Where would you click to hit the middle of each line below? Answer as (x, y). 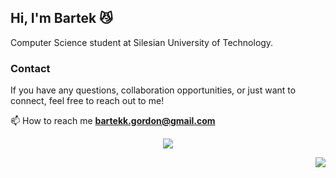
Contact (30, 68)
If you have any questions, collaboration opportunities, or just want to (153, 90)
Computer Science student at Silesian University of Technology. (142, 42)
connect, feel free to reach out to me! (87, 101)
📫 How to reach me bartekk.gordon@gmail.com (113, 121)
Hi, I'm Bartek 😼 (61, 18)
